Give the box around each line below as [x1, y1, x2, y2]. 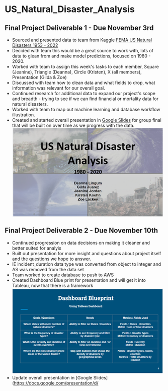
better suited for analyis [12, 245, 61, 251]
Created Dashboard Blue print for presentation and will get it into [12, 277, 146, 283]
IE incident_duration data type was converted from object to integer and [12, 261, 161, 267]
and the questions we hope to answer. [12, 256, 92, 262]
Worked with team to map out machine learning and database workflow [12, 107, 160, 112]
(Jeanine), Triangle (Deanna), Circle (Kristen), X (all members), [12, 69, 142, 75]
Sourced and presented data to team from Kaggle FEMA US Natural [12, 37, 152, 43]
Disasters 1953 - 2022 [12, 42, 58, 48]
